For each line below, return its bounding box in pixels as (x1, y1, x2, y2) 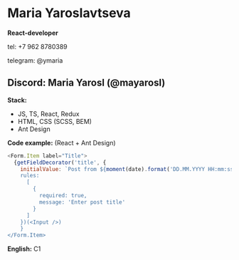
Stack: (7, 95, 27, 104)
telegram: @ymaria (7, 56, 63, 65)
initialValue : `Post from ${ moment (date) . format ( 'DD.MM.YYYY (20, 165, 205, 172)
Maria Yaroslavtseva (7, 5, 132, 21)
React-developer (7, 28, 58, 37)
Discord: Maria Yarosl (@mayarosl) (7, 77, 166, 89)
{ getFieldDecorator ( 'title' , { (14, 159, 107, 166)
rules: (20, 172, 40, 180)
